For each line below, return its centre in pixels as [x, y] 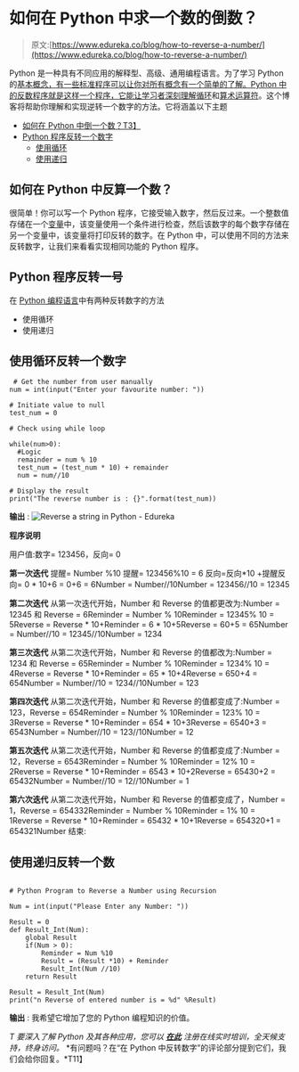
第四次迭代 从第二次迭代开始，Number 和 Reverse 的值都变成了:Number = [145, 701]
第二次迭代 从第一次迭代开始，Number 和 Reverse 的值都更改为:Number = [145, 603]
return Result [51, 977]
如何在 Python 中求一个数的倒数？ [134, 18]
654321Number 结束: [48, 831]
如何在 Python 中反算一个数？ [91, 189]
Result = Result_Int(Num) [57, 993]
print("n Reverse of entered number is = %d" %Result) [113, 1000]
